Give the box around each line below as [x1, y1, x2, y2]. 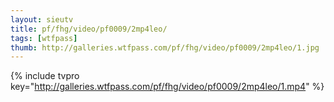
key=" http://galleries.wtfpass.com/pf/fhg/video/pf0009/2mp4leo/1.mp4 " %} [10, 81, 325, 93]
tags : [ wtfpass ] [10, 33, 78, 43]
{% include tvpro [10, 70, 80, 82]
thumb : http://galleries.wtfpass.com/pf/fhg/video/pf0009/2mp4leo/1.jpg [10, 42, 320, 53]
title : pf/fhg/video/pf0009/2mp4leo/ [10, 24, 168, 34]
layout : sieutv [10, 14, 74, 25]
